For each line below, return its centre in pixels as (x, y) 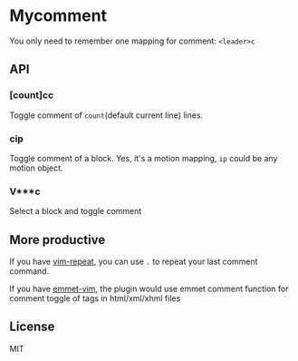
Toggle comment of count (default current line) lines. (106, 115)
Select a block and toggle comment (76, 211)
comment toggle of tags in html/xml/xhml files (95, 298)
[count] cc (32, 95)
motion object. (36, 168)
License (32, 327)
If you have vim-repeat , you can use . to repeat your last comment (134, 262)
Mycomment (58, 16)
